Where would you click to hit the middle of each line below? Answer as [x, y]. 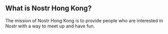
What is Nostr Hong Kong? [49, 8]
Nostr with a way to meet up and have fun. [50, 26]
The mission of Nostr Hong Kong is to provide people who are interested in [84, 20]
